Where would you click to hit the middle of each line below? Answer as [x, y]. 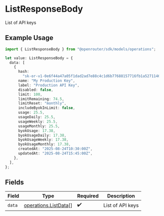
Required [88, 196]
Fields [15, 182]
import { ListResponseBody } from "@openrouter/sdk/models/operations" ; [81, 49]
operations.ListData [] [48, 205]
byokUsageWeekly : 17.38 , [43, 140]
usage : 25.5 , [31, 113]
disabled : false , [36, 90]
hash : [23, 72]
